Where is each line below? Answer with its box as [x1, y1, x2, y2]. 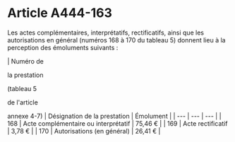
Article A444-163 [7, 5, 113, 21]
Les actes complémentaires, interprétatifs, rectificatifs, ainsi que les [7, 28, 205, 37]
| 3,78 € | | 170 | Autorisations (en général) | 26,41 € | [7, 126, 161, 135]
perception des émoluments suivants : [7, 43, 119, 52]
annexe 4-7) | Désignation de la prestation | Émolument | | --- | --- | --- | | [7, 112, 222, 120]
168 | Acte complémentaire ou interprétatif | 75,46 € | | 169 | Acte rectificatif [7, 119, 228, 128]
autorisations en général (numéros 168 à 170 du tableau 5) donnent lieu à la [7, 35, 226, 44]
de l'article [7, 97, 39, 107]
